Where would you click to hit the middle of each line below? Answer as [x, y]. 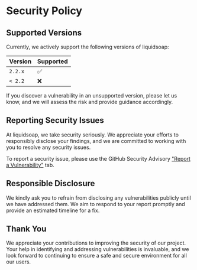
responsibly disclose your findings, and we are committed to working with [96, 141]
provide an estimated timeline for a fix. [53, 210]
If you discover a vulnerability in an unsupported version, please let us [92, 95]
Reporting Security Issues [55, 120]
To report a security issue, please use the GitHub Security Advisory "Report [98, 158]
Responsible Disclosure [51, 183]
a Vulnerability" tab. [30, 165]
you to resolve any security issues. [49, 147]
